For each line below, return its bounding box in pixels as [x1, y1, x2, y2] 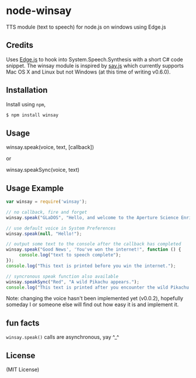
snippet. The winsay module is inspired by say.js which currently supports [6, 62, 184, 69]
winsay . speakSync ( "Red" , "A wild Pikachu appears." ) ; [6, 279, 140, 285]
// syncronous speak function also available [6, 273, 118, 279]
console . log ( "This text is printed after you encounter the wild [6, 285, 168, 290]
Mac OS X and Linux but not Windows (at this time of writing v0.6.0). [6, 68, 171, 75]
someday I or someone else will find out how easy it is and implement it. [6, 301, 179, 308]
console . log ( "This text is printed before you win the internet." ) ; [6, 263, 176, 269]
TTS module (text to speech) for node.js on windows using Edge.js [6, 23, 166, 30]
